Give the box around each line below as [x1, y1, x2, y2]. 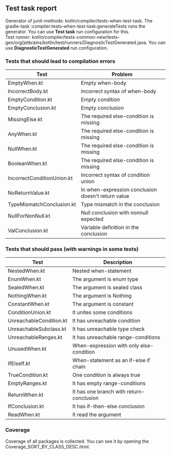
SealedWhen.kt [8, 284, 45, 291]
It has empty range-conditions [72, 380, 146, 387]
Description [103, 259, 132, 266]
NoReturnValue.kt [8, 189, 50, 196]
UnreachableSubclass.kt [8, 326, 66, 333]
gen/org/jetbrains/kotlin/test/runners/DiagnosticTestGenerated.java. [5, 39, 148, 45]
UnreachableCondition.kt [8, 317, 68, 324]
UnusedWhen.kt [8, 345, 47, 352]
